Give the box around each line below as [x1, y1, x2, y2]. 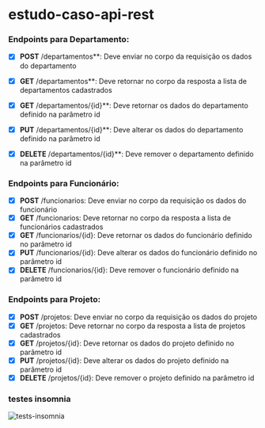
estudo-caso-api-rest [8, 6, 154, 24]
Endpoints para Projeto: [8, 294, 101, 305]
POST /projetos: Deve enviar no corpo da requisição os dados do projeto [19, 311, 258, 322]
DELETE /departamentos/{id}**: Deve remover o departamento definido [19, 149, 255, 159]
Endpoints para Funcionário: [8, 178, 119, 189]
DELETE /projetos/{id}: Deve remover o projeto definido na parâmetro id [19, 373, 255, 382]
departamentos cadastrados [19, 85, 112, 94]
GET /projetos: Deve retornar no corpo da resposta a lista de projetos [19, 321, 246, 331]
